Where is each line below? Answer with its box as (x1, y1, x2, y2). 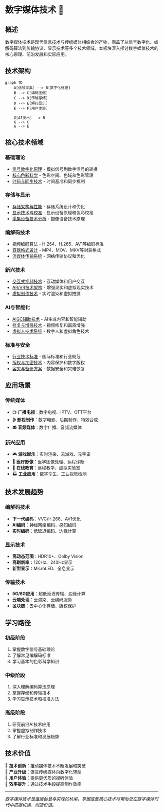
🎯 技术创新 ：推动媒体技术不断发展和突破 (5, 763, 86, 769)
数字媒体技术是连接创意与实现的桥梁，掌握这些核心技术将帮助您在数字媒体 (5, 796, 154, 802)
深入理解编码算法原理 (12, 684, 55, 690)
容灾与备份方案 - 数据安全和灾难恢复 (12, 365, 85, 371)
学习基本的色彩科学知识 (12, 658, 59, 664)
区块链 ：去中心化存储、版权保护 (12, 603, 76, 609)
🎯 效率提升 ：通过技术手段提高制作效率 (5, 781, 82, 787)
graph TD (5, 80, 23, 85)
